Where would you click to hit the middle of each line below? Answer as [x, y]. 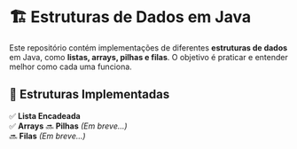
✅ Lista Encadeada [45, 115]
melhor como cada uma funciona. [71, 67]
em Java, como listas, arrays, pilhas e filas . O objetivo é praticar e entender [148, 57]
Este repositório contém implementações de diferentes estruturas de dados [148, 47]
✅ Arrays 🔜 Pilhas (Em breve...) [68, 126]
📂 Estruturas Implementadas [90, 94]
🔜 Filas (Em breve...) [47, 136]
